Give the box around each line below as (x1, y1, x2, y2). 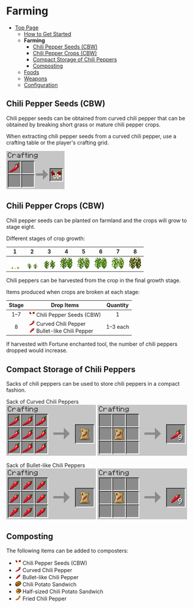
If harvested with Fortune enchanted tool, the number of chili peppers (6, 340, 178, 348)
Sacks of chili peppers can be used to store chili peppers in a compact (6, 380, 180, 388)
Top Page (14, 24, 39, 31)
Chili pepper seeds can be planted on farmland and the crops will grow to (6, 217, 187, 224)
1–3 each (106, 323, 130, 331)
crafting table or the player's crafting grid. (6, 139, 109, 146)
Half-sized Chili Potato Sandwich (22, 588, 103, 595)
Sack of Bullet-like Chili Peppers (6, 462, 85, 469)
